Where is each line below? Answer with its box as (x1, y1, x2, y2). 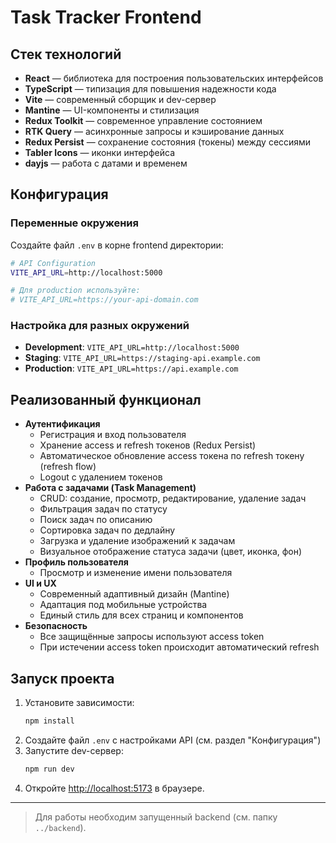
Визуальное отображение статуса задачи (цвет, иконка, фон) (39, 546, 303, 558)
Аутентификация (24, 418, 101, 430)
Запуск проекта (10, 670, 115, 687)
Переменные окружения (10, 216, 139, 230)
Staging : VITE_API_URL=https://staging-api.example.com (24, 352, 261, 364)
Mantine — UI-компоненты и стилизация (24, 104, 200, 116)
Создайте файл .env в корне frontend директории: (10, 239, 224, 251)
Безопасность (24, 620, 88, 632)
